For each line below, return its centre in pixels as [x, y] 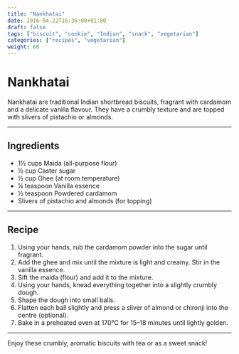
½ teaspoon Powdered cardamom [67, 193]
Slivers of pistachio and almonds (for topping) [85, 200]
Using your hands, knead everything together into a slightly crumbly [117, 284]
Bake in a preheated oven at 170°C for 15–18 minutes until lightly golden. [123, 322]
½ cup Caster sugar [47, 171]
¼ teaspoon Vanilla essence [59, 186]
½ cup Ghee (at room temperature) [69, 178]
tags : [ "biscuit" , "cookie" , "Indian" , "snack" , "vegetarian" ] [103, 34]
